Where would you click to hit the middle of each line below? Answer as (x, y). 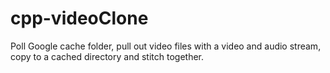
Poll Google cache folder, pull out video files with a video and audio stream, (166, 46)
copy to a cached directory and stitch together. (107, 56)
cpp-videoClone (79, 18)
